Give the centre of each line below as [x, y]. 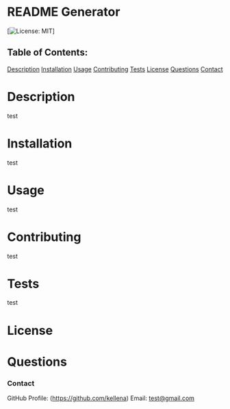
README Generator [64, 12]
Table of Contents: [48, 52]
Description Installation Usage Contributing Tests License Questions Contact [115, 69]
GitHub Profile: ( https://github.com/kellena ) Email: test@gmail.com [101, 398]
